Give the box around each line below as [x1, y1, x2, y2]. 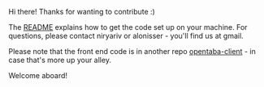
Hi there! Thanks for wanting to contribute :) [8, 7, 156, 16]
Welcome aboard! [8, 71, 67, 80]
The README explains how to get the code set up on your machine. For [8, 23, 248, 31]
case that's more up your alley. [8, 56, 112, 64]
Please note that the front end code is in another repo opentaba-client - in [8, 47, 256, 56]
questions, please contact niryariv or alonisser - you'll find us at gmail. [8, 31, 244, 40]
